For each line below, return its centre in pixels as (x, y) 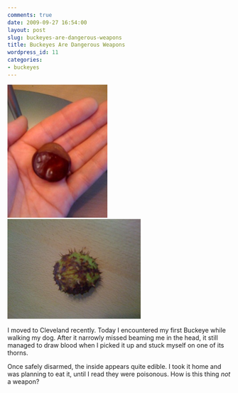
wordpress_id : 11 (33, 52)
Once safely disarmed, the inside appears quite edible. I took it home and (114, 366)
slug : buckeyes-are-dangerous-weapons (65, 38)
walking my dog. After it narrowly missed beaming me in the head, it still (113, 338)
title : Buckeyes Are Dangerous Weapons (66, 45)
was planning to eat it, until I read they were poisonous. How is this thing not (119, 374)
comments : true (30, 15)
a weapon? (23, 381)
